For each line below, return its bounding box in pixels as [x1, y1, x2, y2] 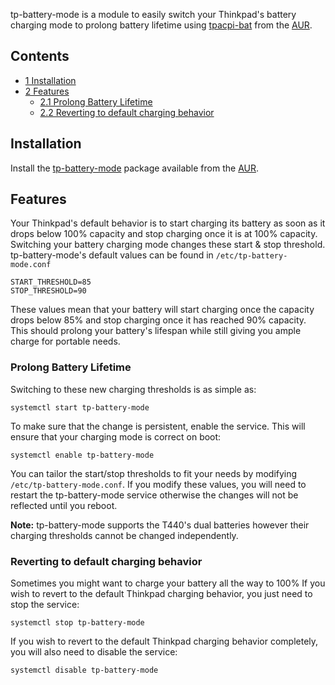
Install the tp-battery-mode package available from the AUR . [10, 162, 260, 174]
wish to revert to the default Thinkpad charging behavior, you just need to [10, 588, 313, 600]
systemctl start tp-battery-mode [10, 402, 150, 413]
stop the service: [10, 599, 80, 611]
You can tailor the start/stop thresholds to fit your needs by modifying [10, 467, 298, 479]
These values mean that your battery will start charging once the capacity [10, 304, 315, 316]
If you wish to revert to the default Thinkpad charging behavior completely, [10, 635, 319, 648]
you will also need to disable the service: [10, 646, 178, 658]
